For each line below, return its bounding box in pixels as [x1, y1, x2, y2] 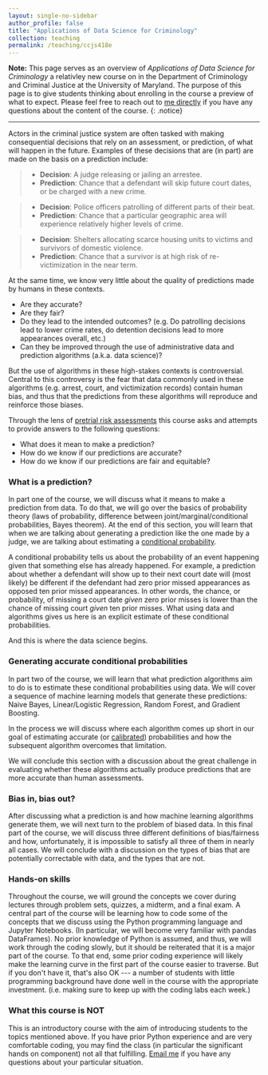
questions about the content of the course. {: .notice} [8, 106, 183, 116]
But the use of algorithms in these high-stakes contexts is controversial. [8, 366, 245, 376]
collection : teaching [8, 34, 81, 42]
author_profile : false [8, 19, 84, 27]
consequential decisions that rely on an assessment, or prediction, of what [8, 137, 254, 147]
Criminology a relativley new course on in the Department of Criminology [8, 72, 249, 82]
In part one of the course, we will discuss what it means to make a [8, 495, 226, 504]
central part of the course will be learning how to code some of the [8, 909, 229, 918]
